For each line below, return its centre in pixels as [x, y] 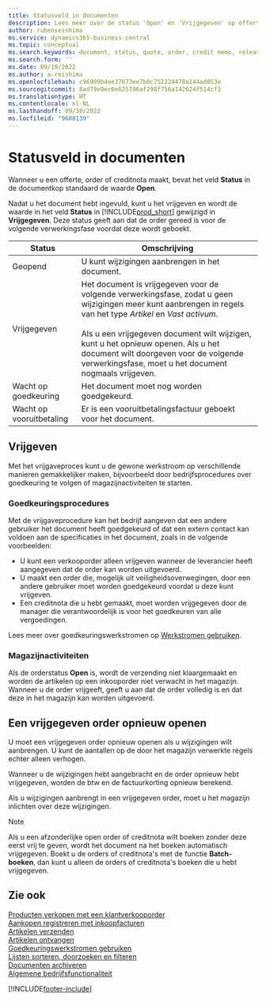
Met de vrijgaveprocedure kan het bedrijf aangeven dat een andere [118, 520]
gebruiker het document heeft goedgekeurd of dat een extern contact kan [129, 529]
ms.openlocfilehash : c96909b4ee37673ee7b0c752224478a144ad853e [115, 82]
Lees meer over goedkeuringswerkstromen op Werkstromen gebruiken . [125, 635]
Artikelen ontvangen [41, 939]
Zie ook [27, 895]
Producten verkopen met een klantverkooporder [87, 914]
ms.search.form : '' [40, 60]
